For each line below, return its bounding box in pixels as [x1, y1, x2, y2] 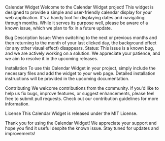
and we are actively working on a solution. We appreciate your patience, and [5, 50, 161, 56]
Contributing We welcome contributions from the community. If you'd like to [5, 85, 159, 91]
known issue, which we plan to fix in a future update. [5, 25, 112, 31]
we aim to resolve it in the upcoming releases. [5, 56, 99, 61]
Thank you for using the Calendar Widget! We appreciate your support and [5, 120, 157, 126]
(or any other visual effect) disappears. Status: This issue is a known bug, [5, 45, 154, 51]
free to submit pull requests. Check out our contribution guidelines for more [5, 96, 159, 102]
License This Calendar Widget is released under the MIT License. [5, 110, 138, 116]
